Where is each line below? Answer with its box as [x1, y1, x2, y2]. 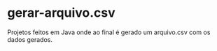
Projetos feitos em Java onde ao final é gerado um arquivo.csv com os [7, 28, 211, 36]
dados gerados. [7, 35, 52, 43]
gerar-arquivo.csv [7, 5, 115, 21]
